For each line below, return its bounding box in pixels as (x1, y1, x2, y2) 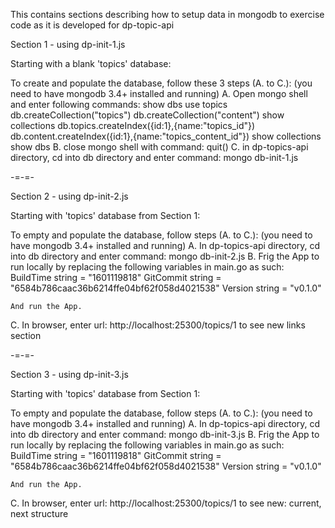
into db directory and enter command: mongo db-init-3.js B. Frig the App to (10, 429, 320, 440)
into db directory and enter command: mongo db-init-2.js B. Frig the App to (10, 250, 320, 262)
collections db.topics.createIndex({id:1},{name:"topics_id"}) (10, 120, 256, 131)
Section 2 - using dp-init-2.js (10, 190, 129, 202)
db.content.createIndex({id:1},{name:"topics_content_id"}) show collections (10, 130, 322, 142)
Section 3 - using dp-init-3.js (10, 369, 129, 380)
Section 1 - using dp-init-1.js (10, 39, 126, 50)
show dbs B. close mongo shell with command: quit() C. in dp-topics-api (10, 141, 309, 153)
